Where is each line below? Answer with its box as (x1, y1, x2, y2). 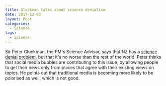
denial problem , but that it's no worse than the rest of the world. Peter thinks (5, 54, 162, 60)
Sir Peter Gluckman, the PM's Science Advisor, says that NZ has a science (5, 48, 158, 55)
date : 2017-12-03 (5, 12, 41, 17)
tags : (5, 30, 16, 35)
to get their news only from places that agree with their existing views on (5, 64, 154, 70)
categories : (5, 21, 30, 26)
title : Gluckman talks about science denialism (5, 7, 106, 12)
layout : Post (5, 16, 32, 21)
